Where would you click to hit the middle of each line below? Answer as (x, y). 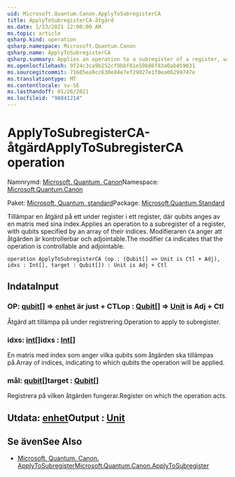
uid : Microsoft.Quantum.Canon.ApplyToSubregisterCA (84, 14)
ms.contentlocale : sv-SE (43, 85)
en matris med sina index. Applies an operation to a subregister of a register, (116, 224)
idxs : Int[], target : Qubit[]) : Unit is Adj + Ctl (87, 265)
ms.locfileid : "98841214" (45, 99)
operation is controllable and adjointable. (66, 246)
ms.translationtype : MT (42, 79)
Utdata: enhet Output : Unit (66, 418)
